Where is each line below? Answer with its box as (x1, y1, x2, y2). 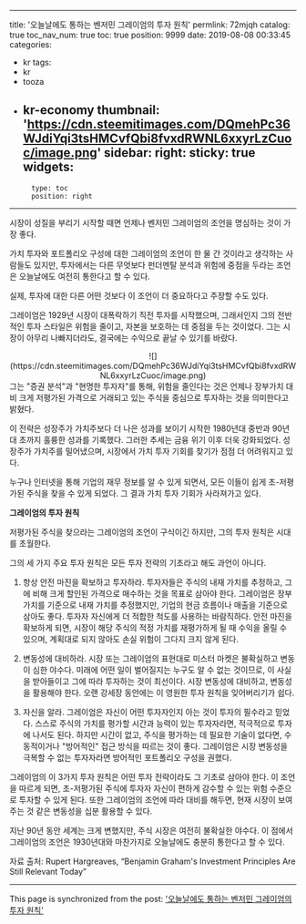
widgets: (22, 159, 75, 175)
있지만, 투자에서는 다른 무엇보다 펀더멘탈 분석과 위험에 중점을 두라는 (33, 259, 275, 270)
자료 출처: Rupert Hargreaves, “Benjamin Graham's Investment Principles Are (9, 856, 296, 867)
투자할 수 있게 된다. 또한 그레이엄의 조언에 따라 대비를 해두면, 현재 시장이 (18, 794, 276, 805)
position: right (31, 191, 93, 200)
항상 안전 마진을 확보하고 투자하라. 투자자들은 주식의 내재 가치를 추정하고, (22, 576, 283, 588)
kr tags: (22, 56, 52, 67)
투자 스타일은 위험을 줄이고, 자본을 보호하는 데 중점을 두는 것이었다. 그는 (25, 321, 281, 332)
